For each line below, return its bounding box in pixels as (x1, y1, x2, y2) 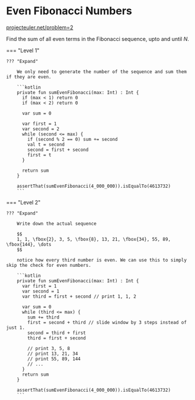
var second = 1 (21, 288, 60, 294)
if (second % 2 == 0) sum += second (27, 136, 118, 142)
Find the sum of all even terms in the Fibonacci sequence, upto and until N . (6, 35, 190, 42)
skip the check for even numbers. (6, 262, 92, 268)
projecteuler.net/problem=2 (6, 24, 73, 31)
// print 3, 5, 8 (27, 345, 70, 351)
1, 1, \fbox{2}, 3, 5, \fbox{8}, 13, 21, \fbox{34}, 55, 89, (17, 236, 171, 242)
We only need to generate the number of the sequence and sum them (17, 68, 187, 75)
